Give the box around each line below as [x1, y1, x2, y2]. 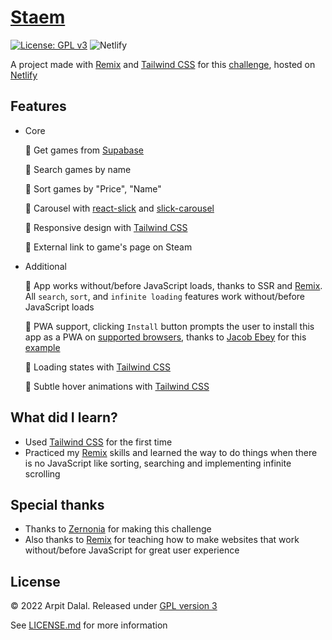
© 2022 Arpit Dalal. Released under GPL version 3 [10, 600, 218, 612]
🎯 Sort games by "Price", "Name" [24, 182, 162, 195]
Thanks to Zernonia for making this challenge [24, 523, 212, 535]
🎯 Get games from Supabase [24, 144, 145, 156]
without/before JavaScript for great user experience [24, 544, 240, 556]
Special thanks [10, 496, 105, 513]
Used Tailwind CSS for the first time [24, 436, 173, 448]
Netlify [10, 69, 38, 81]
